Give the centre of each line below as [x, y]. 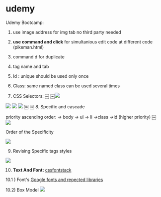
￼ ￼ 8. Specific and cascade [54, 106]
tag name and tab [31, 66]
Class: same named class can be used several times [66, 86]
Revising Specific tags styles [42, 151]
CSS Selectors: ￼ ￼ [34, 96]
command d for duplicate [39, 57]
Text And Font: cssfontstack [42, 170]
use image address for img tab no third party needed [67, 32]
